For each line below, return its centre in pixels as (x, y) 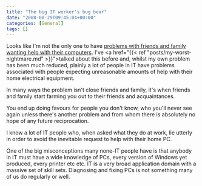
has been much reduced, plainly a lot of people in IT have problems (90, 65)
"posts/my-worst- (169, 53)
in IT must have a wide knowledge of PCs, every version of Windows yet (97, 158)
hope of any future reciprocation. (48, 121)
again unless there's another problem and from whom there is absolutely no (101, 115)
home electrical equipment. (40, 78)
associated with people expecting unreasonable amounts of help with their (99, 72)
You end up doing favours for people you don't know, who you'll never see (99, 108)
